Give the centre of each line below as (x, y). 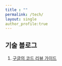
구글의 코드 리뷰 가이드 (34, 58)
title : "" (16, 10)
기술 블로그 (21, 45)
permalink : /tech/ (24, 14)
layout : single (21, 19)
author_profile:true (27, 24)
